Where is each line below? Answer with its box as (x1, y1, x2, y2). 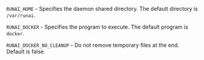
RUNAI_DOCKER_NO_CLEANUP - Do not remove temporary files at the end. (6, 42, 180, 48)
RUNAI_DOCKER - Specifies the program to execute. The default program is (6, 24, 189, 30)
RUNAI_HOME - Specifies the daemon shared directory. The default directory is (6, 5, 198, 12)
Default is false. (6, 48, 46, 55)
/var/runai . (6, 12, 35, 19)
